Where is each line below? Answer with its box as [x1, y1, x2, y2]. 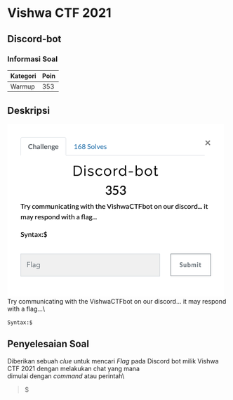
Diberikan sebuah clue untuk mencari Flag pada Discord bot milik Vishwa [7, 356, 219, 365]
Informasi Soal [7, 54, 58, 64]
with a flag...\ [7, 304, 46, 313]
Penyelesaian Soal [7, 338, 90, 350]
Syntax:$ [7, 318, 33, 326]
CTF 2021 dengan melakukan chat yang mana [7, 364, 140, 373]
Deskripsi [7, 104, 51, 117]
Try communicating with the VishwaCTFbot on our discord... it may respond [7, 297, 227, 305]
